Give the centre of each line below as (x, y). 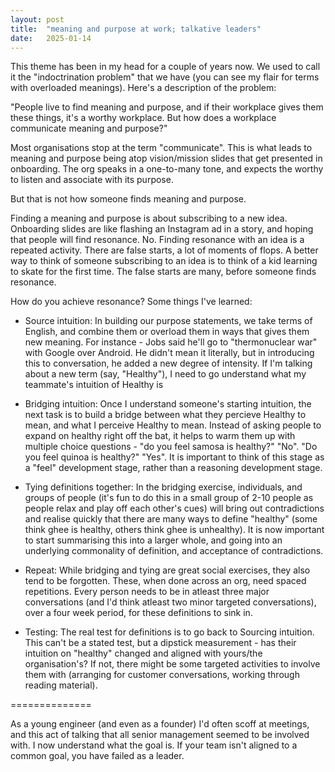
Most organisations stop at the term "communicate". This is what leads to (161, 148)
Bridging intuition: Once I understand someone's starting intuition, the (168, 404)
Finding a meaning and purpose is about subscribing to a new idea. (149, 218)
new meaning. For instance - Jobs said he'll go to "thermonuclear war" (171, 342)
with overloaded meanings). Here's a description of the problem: (143, 88)
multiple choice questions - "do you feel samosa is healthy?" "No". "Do (171, 447)
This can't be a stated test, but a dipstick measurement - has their (160, 643)
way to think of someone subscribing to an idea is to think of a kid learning (164, 261)
